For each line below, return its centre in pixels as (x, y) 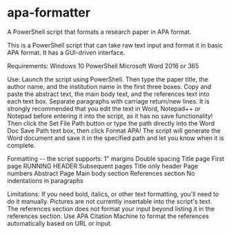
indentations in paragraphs (46, 180)
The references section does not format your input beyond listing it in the (111, 208)
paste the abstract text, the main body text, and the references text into (109, 94)
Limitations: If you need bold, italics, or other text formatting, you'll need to (113, 194)
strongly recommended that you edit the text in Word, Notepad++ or (104, 108)
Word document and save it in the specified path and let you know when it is (115, 138)
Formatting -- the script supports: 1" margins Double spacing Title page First (116, 158)
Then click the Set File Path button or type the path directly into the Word (111, 123)
